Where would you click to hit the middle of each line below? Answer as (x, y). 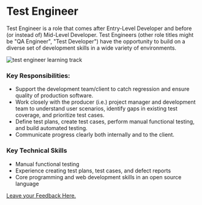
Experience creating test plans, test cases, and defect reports (93, 171)
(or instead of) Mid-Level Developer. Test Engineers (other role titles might (100, 34)
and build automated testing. (51, 128)
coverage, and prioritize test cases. (60, 115)
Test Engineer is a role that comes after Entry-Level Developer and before (99, 28)
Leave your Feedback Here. (41, 195)
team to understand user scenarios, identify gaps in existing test (96, 109)
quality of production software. (54, 96)
